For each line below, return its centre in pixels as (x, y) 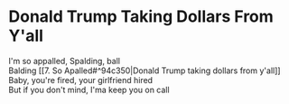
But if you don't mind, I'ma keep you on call (89, 90)
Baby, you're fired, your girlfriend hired (81, 80)
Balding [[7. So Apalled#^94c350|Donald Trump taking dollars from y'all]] (144, 71)
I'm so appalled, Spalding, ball (65, 61)
